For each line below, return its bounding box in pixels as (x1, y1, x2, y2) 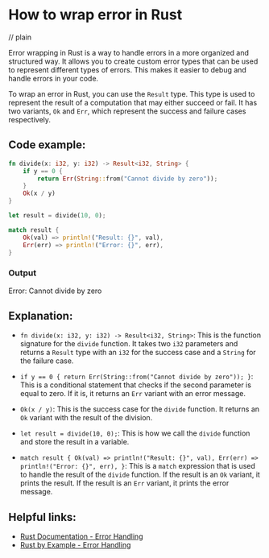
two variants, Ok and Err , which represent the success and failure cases (8, 106, 246, 116)
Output (8, 267, 37, 279)
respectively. (8, 114, 51, 124)
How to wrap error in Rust (8, 6, 183, 24)
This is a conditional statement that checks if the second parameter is (19, 380, 252, 390)
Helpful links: (8, 510, 77, 524)
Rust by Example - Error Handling (19, 540, 131, 550)
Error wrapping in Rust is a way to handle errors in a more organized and (8, 48, 250, 57)
